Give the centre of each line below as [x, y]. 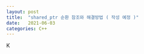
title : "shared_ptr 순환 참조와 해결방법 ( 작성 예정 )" [73, 17]
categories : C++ [27, 28]
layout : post [23, 12]
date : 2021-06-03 [31, 23]
